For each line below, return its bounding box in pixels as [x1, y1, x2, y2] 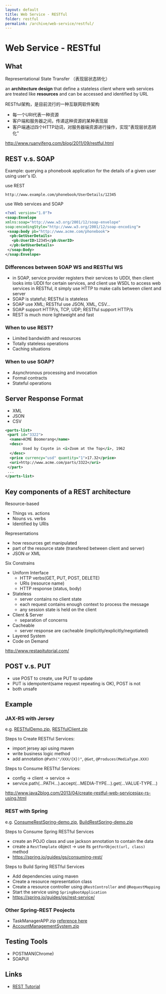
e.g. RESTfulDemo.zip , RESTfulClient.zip [5, 726, 88, 732]
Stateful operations [12, 380, 52, 386]
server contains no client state [19, 596, 82, 602]
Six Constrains [5, 560, 35, 566]
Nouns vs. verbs [12, 515, 46, 521]
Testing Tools [5, 938, 48, 946]
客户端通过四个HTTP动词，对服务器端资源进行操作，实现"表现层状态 [12, 124, 152, 130]
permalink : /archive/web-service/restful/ [5, 21, 94, 26]
